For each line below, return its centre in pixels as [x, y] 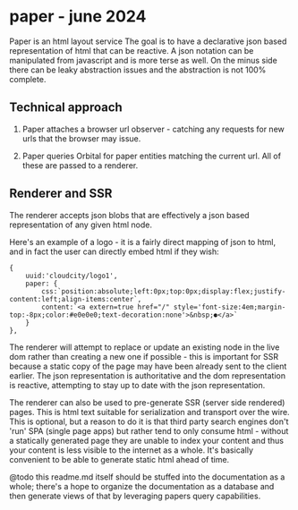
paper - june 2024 [78, 17]
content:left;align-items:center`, [76, 299]
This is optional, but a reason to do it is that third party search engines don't [149, 421]
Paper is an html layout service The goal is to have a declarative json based [148, 41]
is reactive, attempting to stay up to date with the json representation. [137, 385]
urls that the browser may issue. [81, 138]
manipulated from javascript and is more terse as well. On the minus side [143, 60]
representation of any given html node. [81, 225]
